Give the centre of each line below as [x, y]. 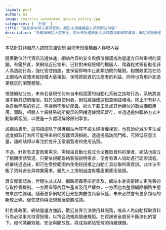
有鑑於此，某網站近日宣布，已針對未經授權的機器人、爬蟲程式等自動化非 [87, 64]
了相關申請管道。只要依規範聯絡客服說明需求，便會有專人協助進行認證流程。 [83, 158]
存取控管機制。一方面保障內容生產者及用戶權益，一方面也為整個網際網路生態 [83, 187]
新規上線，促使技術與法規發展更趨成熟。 [46, 200]
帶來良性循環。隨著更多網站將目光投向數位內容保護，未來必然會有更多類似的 [83, 193]
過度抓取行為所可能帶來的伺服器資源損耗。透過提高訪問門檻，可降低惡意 [79, 135]
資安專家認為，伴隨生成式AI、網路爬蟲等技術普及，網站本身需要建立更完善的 [83, 181]
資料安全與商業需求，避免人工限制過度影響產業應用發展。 [72, 170]
